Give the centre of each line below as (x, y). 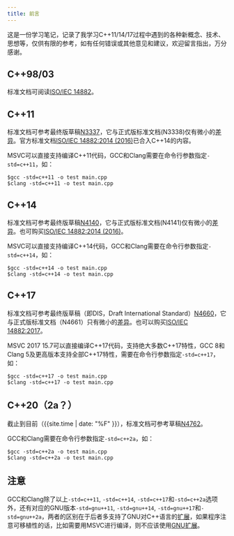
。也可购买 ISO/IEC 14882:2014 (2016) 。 (70, 232)
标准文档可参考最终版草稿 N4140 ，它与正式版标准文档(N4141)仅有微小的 (110, 223)
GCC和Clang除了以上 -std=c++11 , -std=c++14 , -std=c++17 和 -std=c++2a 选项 (112, 499)
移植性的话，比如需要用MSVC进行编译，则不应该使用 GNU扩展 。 (111, 525)
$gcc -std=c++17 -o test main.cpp (57, 376)
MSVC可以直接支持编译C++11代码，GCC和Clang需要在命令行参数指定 (107, 156)
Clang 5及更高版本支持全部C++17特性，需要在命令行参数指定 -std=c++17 (110, 354)
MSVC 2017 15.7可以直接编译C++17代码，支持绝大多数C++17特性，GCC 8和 (116, 345)
